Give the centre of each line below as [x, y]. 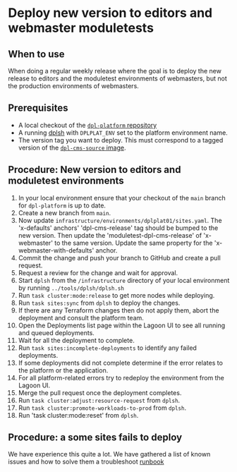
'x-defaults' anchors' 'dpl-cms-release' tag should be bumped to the [118, 228]
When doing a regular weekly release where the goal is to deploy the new [115, 71]
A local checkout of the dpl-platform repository [87, 125]
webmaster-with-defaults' [56, 250]
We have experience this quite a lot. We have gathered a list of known [109, 454]
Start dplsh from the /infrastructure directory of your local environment [124, 280]
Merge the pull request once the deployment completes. [100, 392]
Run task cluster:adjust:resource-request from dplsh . [99, 400]
